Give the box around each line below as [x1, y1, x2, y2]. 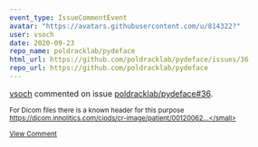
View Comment [9, 129, 57, 138]
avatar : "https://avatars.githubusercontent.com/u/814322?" [9, 22, 242, 31]
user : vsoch [9, 30, 54, 39]
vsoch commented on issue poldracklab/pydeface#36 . [9, 87, 214, 99]
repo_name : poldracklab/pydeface [9, 47, 136, 56]
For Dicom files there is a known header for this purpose [9, 106, 185, 115]
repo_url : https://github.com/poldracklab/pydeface [9, 64, 208, 73]
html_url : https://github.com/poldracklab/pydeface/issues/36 [9, 55, 249, 64]
